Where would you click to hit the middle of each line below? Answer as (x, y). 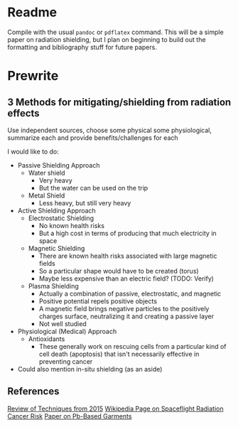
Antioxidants (47, 339)
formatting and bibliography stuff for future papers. (82, 47)
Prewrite (33, 76)
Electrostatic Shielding (61, 218)
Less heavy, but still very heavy (85, 202)
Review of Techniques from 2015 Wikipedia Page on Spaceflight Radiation (115, 409)
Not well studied (63, 323)
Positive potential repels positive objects (98, 301)
